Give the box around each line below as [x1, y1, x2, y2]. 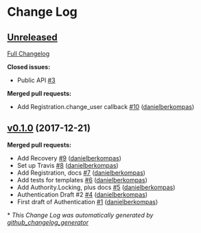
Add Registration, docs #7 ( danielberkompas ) [16, 169, 146, 177]
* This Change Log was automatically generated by [7, 210, 154, 219]
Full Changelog [7, 49, 50, 58]
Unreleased [7, 32, 58, 43]
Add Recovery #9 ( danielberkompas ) [16, 154, 122, 162]
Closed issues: [7, 63, 51, 71]
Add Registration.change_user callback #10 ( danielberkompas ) [16, 103, 195, 110]
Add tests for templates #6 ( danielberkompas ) [16, 175, 147, 184]
